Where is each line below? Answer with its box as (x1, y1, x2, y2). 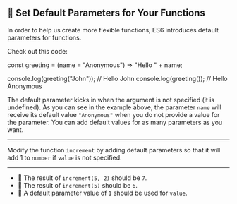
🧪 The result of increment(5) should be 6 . (17, 181, 138, 189)
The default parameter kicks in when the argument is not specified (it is (7, 95, 215, 104)
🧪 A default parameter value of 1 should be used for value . (17, 188, 188, 197)
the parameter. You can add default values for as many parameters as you (7, 118, 223, 126)
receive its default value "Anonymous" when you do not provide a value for (7, 110, 220, 119)
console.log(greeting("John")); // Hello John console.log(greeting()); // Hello (7, 74, 228, 83)
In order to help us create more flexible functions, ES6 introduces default (7, 25, 219, 34)
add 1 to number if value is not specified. (7, 153, 122, 162)
